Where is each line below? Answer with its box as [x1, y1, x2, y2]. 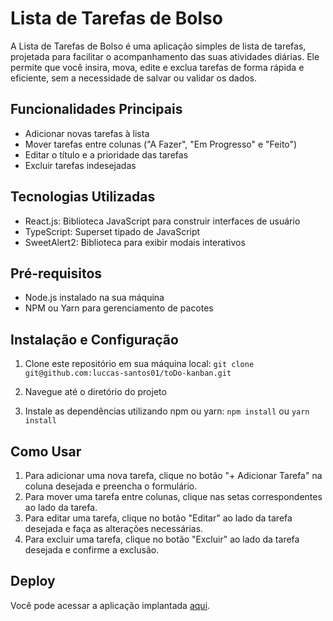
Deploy [10, 573, 56, 590]
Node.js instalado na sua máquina [24, 292, 165, 304]
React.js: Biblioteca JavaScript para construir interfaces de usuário [24, 215, 301, 227]
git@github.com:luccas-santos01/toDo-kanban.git [24, 368, 232, 379]
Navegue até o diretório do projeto [24, 386, 167, 398]
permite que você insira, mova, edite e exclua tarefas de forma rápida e [10, 61, 305, 73]
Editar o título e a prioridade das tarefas [24, 148, 189, 161]
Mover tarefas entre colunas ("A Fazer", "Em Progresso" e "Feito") [24, 138, 298, 150]
